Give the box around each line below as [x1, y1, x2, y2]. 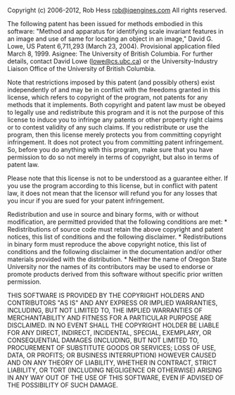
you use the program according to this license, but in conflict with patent [7, 182, 218, 189]
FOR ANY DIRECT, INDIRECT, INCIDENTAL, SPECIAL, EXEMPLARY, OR [7, 329, 212, 337]
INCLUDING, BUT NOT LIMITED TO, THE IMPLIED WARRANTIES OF [7, 306, 203, 314]
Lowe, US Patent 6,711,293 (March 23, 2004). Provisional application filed [7, 42, 220, 50]
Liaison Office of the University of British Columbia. [7, 65, 156, 73]
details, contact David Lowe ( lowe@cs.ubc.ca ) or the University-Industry [7, 57, 218, 65]
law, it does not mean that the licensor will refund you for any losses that [7, 189, 217, 197]
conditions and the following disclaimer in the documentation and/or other [7, 248, 222, 256]
